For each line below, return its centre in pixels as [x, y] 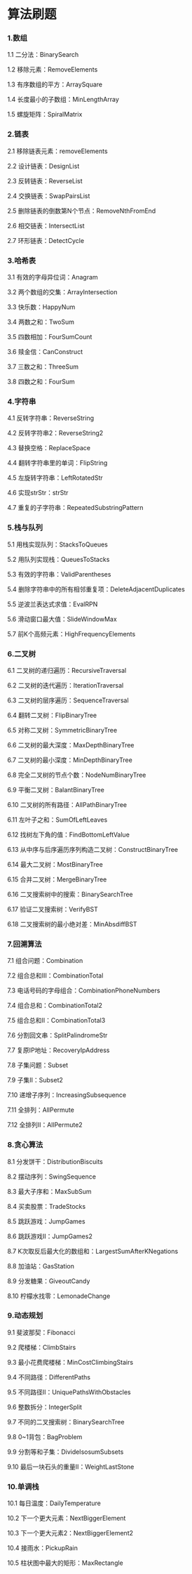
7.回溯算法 [25, 944]
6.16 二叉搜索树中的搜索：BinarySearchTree [70, 894]
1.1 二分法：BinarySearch [43, 55]
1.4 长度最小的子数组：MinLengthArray [63, 100]
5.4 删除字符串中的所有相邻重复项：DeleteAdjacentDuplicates [96, 589]
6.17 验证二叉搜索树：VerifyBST [53, 909]
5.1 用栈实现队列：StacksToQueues [58, 544]
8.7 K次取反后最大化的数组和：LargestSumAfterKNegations [93, 1251]
